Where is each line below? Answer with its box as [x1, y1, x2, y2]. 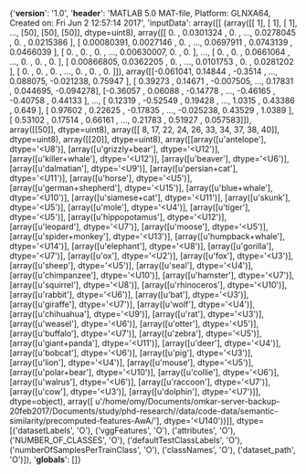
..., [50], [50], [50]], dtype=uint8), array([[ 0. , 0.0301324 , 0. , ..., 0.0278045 [9, 27, 297, 37]
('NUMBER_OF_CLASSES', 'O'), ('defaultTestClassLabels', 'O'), [9, 435, 243, 446]
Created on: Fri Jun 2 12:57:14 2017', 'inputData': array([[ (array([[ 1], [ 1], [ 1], [9, 17, 298, 28]
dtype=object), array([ [9, 396, 94, 406]
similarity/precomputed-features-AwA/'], [9, 416, 163, 426]
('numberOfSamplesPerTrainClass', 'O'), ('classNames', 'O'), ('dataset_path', [9, 445, 296, 455]
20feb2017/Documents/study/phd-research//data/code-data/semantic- [9, 406, 279, 416]
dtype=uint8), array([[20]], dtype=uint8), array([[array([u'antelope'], [9, 134, 267, 144]
